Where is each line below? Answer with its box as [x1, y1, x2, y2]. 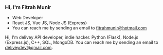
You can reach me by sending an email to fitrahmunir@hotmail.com [12, 25, 147, 31]
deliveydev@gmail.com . [5, 45, 53, 51]
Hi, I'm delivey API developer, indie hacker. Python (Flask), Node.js [5, 34, 139, 40]
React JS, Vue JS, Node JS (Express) [12, 20, 87, 26]
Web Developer [12, 15, 44, 21]
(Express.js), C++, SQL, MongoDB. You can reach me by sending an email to [5, 40, 159, 45]
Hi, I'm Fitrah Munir [5, 4, 52, 11]
